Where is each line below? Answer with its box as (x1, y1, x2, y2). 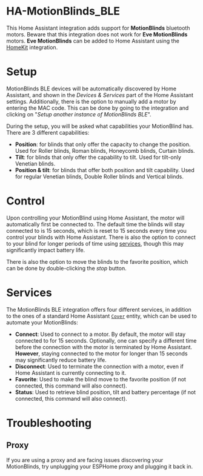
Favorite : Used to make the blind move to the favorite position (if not (15, 375, 187, 383)
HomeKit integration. (6, 44, 58, 51)
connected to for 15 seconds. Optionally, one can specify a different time (15, 337, 197, 344)
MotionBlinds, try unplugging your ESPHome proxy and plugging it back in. (6, 463, 193, 470)
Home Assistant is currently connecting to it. (15, 369, 126, 377)
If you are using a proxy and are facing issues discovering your (6, 456, 164, 463)
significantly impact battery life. (6, 246, 85, 253)
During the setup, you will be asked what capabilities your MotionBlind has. (6, 122, 194, 130)
